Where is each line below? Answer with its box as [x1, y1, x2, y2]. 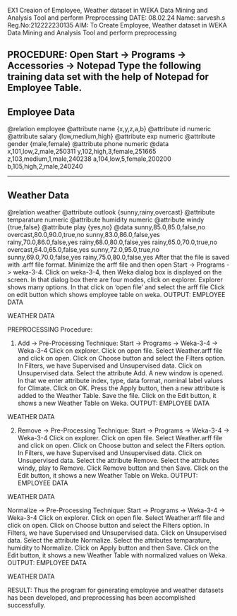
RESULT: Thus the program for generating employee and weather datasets [7, 586, 224, 595]
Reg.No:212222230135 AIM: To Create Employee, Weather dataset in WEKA [7, 21, 227, 29]
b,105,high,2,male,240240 [7, 162, 83, 171]
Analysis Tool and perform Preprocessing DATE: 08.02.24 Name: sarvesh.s [7, 13, 226, 22]
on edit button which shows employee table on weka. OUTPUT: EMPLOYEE [7, 291, 226, 299]
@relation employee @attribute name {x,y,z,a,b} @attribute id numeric [7, 125, 212, 133]
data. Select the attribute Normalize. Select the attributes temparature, [7, 536, 212, 545]
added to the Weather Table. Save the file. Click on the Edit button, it [17, 392, 217, 400]
